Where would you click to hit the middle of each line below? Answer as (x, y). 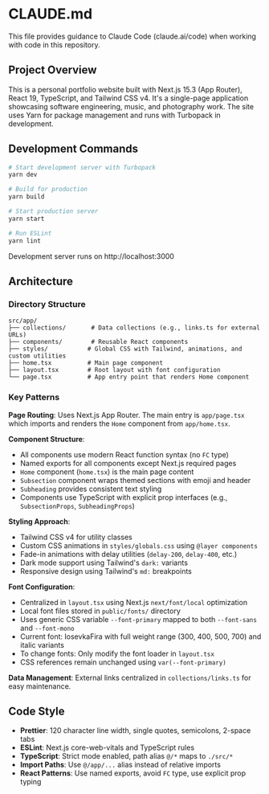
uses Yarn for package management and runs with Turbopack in (114, 115)
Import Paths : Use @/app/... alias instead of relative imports (120, 765)
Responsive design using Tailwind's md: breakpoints (106, 571)
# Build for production (48, 190)
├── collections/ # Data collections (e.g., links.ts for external (134, 328)
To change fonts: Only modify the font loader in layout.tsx (117, 653)
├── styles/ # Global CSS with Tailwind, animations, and (125, 349)
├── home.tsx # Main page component (86, 363)
